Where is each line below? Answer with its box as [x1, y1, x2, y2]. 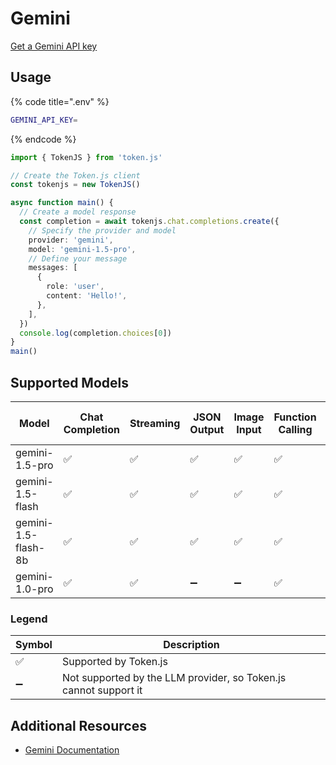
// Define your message [28, 253, 128, 264]
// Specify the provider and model [28, 225, 177, 236]
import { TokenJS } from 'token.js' [10, 152, 163, 162]
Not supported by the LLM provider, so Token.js [61, 671, 287, 685]
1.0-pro [15, 582, 54, 596]
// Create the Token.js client [10, 170, 141, 181]
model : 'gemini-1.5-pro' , [28, 244, 137, 254]
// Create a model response [19, 207, 137, 217]
